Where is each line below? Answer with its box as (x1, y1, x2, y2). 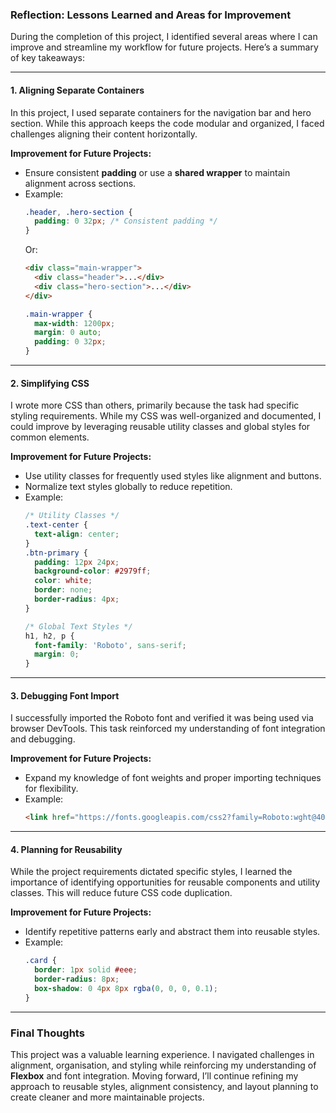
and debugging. (10, 733, 76, 745)
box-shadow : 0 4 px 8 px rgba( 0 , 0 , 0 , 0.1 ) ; (34, 984, 218, 994)
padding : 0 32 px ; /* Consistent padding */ (34, 216, 218, 227)
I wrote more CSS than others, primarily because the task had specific (10, 399, 300, 412)
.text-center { (24, 520, 89, 530)
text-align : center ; (34, 529, 120, 539)
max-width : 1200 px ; (34, 318, 116, 328)
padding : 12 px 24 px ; (34, 557, 120, 567)
